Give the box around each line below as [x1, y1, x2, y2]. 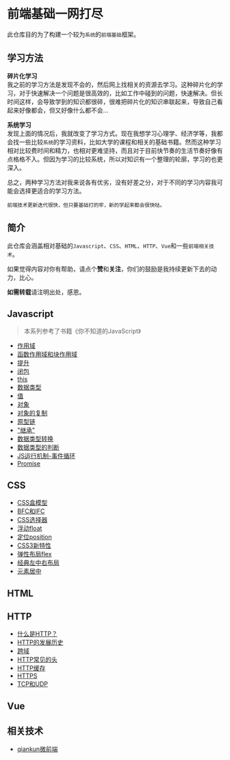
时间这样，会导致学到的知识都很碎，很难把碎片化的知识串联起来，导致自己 [7, 97, 217, 106]
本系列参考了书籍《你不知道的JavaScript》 [23, 327, 142, 335]
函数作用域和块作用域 [16, 351, 77, 359]
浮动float [16, 524, 42, 532]
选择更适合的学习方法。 [18, 187, 86, 195]
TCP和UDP [16, 680, 49, 688]
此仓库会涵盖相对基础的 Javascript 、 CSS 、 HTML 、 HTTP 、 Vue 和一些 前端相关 [7, 241, 209, 250]
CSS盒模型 [16, 499, 48, 507]
